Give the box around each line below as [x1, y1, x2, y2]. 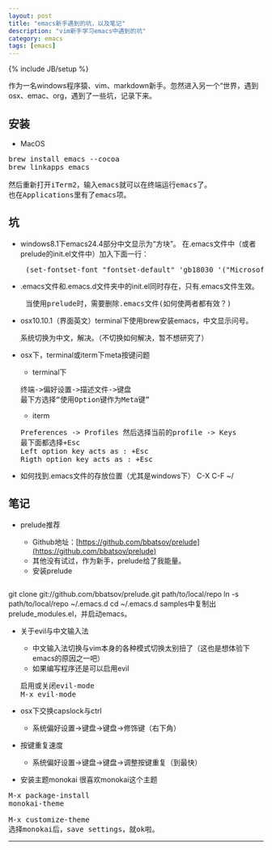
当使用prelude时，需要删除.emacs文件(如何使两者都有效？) [25, 298, 232, 308]
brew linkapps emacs [8, 163, 91, 171]
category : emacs [8, 34, 63, 43]
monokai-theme [8, 798, 65, 808]
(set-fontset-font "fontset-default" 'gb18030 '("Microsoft [25, 264, 270, 274]
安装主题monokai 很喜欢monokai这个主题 [19, 774, 158, 784]
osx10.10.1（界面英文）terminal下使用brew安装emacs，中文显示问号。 [19, 315, 253, 325]
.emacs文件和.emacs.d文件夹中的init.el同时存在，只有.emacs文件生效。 [19, 281, 259, 291]
